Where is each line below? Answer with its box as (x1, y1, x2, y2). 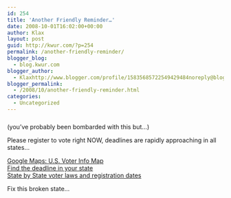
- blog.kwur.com (13, 61, 60, 68)
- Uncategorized (13, 100, 60, 107)
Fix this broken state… (7, 184, 70, 192)
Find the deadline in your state (7, 164, 93, 172)
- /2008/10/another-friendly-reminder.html (13, 87, 140, 93)
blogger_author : (7, 67, 54, 74)
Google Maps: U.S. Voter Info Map (7, 156, 104, 165)
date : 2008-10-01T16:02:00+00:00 (7, 23, 103, 30)
